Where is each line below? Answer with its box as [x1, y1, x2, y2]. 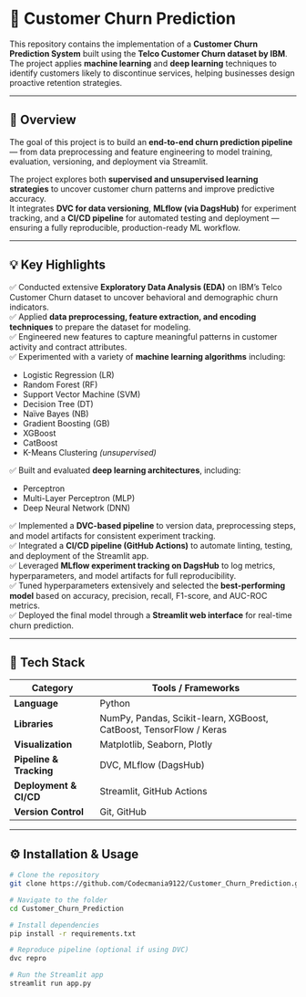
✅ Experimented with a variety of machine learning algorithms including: [9, 351, 286, 362]
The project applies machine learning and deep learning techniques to [9, 58, 278, 68]
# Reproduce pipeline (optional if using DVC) [9, 945, 189, 955]
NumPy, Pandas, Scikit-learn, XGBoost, [99, 712, 269, 725]
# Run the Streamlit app [9, 971, 104, 980]
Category [31, 682, 74, 695]
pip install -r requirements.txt [9, 929, 137, 939]
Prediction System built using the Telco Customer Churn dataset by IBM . [9, 47, 289, 58]
